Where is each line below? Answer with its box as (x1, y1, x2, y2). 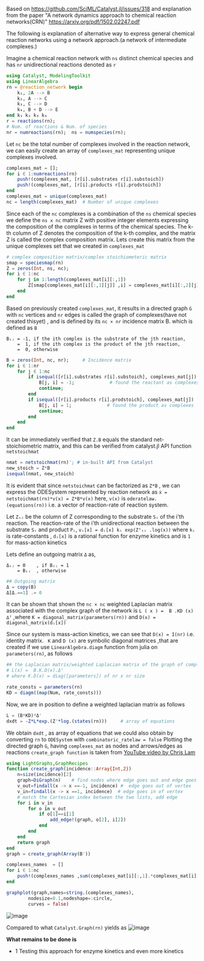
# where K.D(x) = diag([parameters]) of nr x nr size (6, 673, 146, 679)
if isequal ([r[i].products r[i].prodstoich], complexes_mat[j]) (28, 397, 194, 403)
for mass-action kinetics (6, 538, 67, 546)
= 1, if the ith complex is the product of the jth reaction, (17, 341, 181, 347)
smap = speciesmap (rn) (6, 260, 64, 266)
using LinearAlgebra (6, 78, 59, 85)
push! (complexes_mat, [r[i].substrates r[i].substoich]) (17, 176, 165, 182)
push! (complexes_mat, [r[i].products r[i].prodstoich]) (17, 182, 162, 188)
